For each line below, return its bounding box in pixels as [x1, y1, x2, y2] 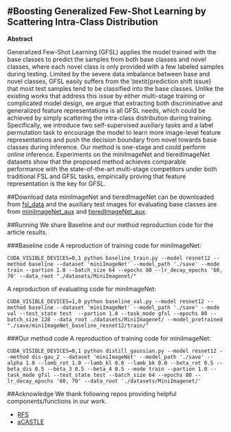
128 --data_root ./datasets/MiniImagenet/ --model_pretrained [41, 316, 223, 323]
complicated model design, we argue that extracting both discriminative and [7, 99, 223, 107]
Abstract [7, 34, 33, 43]
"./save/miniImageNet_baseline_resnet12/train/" [7, 322, 149, 329]
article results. [7, 228, 48, 236]
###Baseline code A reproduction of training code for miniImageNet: [7, 241, 201, 250]
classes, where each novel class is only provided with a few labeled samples [7, 62, 224, 71]
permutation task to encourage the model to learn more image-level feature [7, 128, 221, 136]
